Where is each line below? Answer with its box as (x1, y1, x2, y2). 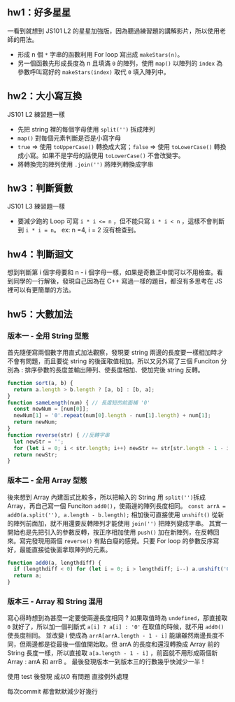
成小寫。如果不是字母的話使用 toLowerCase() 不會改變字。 (17, 151, 185, 160)
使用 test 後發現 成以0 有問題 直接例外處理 (7, 673, 129, 681)
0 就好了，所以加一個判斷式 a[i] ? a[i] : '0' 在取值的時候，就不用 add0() (7, 622, 225, 631)
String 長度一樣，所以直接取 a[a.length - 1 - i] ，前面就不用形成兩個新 (7, 649, 218, 657)
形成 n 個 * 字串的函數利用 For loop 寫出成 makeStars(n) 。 (17, 50, 184, 58)
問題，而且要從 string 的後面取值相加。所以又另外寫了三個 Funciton (25, 356, 220, 365)
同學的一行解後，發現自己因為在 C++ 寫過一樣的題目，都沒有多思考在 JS (13, 277, 222, 286)
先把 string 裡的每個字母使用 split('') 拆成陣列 (17, 125, 155, 133)
